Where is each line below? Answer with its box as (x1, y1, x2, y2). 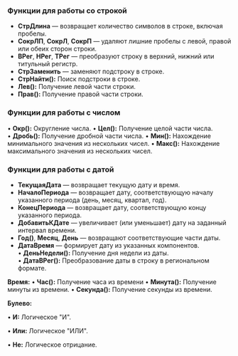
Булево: (7, 298, 33, 308)
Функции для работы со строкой (7, 6, 128, 16)
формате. (17, 263, 47, 272)
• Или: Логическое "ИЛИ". (7, 326, 89, 335)
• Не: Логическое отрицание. (7, 340, 97, 349)
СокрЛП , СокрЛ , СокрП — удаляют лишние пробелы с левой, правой (17, 37, 232, 46)
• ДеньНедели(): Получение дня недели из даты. (17, 248, 169, 257)
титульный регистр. (17, 60, 78, 68)
